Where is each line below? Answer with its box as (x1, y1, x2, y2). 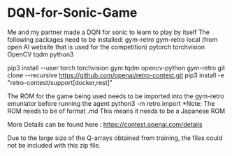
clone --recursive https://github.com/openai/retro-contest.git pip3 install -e (7, 71, 225, 79)
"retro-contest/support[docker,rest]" (7, 78, 113, 86)
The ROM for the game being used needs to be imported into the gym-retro (7, 92, 225, 100)
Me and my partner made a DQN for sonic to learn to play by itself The (7, 28, 210, 36)
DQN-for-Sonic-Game (7, 5, 138, 21)
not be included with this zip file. (7, 141, 101, 149)
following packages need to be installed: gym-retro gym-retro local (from (7, 35, 218, 43)
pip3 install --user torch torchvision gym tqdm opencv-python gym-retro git (7, 63, 226, 72)
